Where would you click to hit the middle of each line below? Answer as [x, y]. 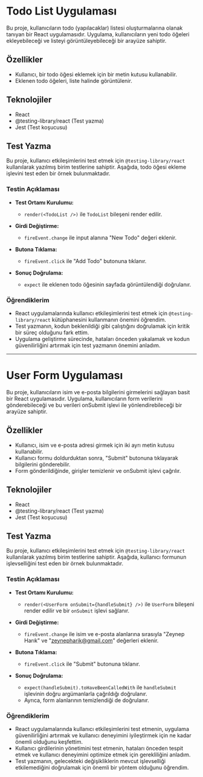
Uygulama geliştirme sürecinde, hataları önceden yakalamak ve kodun [102, 339]
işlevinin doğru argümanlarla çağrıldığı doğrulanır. [86, 694]
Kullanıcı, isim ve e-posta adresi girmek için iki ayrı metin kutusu [95, 445]
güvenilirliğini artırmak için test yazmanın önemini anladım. [88, 345]
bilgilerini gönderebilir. [43, 464]
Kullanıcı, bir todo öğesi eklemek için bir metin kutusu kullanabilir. [96, 74]
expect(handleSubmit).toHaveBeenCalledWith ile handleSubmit [100, 687]
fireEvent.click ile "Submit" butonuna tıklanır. [82, 664]
